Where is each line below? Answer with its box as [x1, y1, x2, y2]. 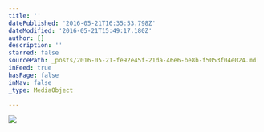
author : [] [8, 34, 45, 42]
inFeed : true [8, 64, 52, 72]
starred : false [8, 49, 59, 57]
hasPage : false [8, 71, 59, 79]
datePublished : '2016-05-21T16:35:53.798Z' [8, 19, 156, 27]
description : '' [8, 42, 63, 50]
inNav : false [8, 78, 52, 86]
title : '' [8, 11, 42, 20]
